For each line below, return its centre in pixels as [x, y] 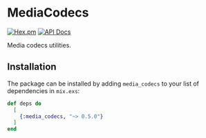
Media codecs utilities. [39, 45]
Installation [32, 67]
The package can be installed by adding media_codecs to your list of [103, 83]
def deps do [24, 103]
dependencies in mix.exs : [44, 90]
